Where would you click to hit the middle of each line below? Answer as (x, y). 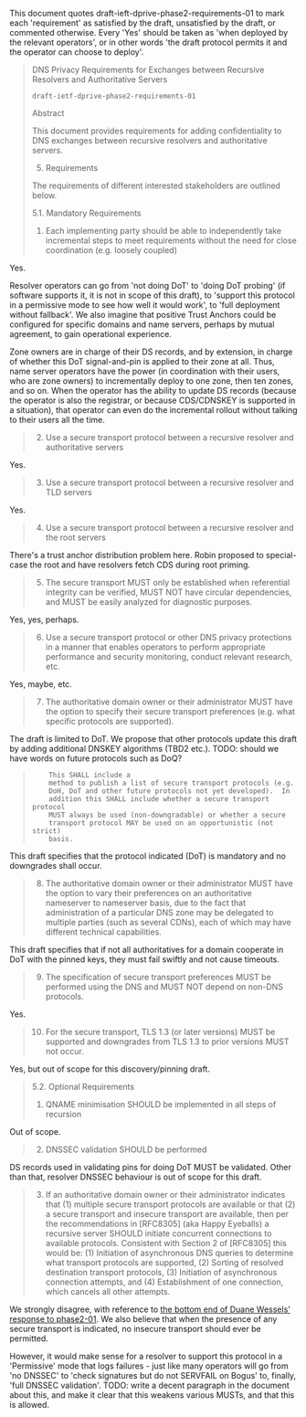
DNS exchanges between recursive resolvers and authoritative (149, 140)
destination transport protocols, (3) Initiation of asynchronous (161, 1272)
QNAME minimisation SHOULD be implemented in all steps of (161, 1104)
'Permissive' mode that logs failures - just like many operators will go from (149, 1366)
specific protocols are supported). (110, 721)
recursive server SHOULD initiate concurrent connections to (158, 1233)
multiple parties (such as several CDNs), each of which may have (168, 922)
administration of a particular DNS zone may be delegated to (159, 912)
